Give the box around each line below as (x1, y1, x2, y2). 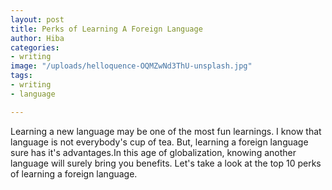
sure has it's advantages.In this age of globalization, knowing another (10, 146, 297, 158)
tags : (10, 71, 33, 81)
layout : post (10, 14, 65, 25)
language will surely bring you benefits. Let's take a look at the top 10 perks (10, 157, 322, 169)
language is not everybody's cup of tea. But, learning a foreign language (10, 136, 309, 148)
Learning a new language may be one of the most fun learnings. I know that (10, 125, 322, 137)
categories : (10, 42, 60, 53)
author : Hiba (10, 33, 65, 43)
